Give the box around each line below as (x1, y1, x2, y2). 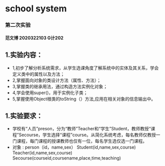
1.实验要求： (5, 111, 43, 120)
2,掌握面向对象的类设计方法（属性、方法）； (12, 77, 102, 83)
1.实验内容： (5, 51, 43, 59)
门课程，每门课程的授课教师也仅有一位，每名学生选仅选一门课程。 (12, 138, 147, 144)
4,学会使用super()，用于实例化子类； (12, 90, 88, 96)
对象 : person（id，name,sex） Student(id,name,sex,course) (12, 144, 136, 150)
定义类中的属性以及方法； (12, 71, 65, 77)
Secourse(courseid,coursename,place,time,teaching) (12, 155, 121, 161)
